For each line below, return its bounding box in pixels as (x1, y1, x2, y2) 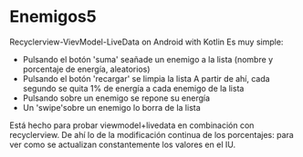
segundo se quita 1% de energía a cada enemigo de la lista (22, 83, 245, 93)
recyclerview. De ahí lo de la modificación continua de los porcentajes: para (9, 129, 294, 140)
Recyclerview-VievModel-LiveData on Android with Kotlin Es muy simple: (9, 36, 284, 47)
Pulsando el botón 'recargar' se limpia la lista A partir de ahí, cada (22, 73, 271, 83)
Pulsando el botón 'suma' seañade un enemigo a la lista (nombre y (22, 54, 274, 64)
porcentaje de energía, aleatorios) (22, 64, 151, 74)
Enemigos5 (9, 6, 98, 27)
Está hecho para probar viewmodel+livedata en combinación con (9, 120, 255, 131)
